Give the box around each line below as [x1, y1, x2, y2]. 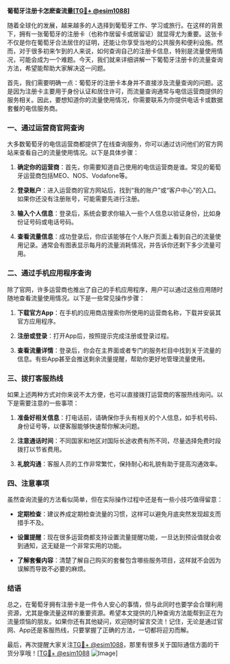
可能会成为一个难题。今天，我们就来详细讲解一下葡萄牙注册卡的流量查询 [18, 56, 223, 64]
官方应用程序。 [16, 317, 60, 325]
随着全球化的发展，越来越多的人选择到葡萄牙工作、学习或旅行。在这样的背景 [7, 21, 223, 29]
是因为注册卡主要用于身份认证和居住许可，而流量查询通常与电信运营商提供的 [7, 87, 223, 95]
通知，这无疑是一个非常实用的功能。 [23, 541, 125, 550]
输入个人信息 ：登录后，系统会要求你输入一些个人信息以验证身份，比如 [16, 209, 216, 218]
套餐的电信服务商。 [7, 104, 62, 112]
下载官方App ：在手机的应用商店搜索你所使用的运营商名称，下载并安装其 [16, 308, 221, 317]
